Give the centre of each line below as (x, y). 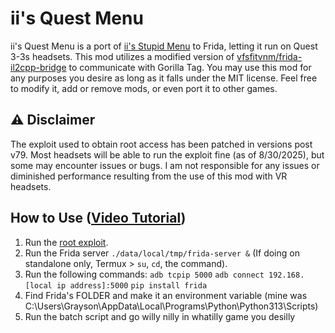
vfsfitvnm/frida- (269, 56)
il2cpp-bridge (38, 67)
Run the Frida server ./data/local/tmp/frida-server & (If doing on (162, 253)
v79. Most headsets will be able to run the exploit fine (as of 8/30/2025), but (167, 154)
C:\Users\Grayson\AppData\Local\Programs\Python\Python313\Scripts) (171, 306)
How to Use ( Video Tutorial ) (98, 218)
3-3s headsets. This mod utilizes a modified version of (122, 56)
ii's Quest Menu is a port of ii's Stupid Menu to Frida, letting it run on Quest (164, 46)
